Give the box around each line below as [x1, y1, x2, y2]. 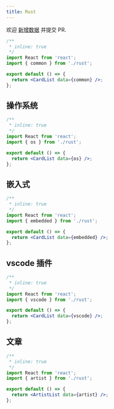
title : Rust [6, 8, 36, 15]
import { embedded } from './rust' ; [6, 217, 98, 224]
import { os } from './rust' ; [6, 139, 82, 145]
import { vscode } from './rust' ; [6, 297, 93, 303]
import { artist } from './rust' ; [6, 375, 93, 381]
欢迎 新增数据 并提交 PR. [6, 26, 67, 33]
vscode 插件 [6, 258, 53, 268]
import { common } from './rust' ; [6, 61, 93, 67]
